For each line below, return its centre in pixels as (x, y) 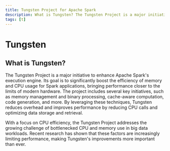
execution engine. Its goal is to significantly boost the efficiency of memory (84, 81)
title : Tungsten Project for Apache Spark (51, 10)
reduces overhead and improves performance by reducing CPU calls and (81, 107)
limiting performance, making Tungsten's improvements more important (80, 139)
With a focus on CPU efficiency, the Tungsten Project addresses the (76, 123)
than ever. (16, 144)
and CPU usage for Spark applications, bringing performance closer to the (83, 86)
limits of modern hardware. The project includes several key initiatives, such (84, 91)
